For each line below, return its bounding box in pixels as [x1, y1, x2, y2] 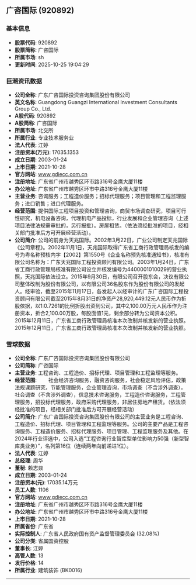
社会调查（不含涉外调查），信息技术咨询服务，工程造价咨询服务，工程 [14, 391, 181, 398]
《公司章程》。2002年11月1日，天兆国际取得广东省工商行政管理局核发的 [14, 243, 185, 250]
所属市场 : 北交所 [14, 126, 54, 133]
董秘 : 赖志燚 [14, 464, 44, 472]
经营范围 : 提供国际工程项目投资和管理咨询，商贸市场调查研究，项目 [14, 207, 176, 214]
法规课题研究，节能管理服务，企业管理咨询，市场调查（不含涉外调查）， [14, 384, 186, 391]
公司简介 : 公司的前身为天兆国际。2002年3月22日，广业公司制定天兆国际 [14, 236, 188, 243]
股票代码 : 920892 [14, 39, 57, 46]
